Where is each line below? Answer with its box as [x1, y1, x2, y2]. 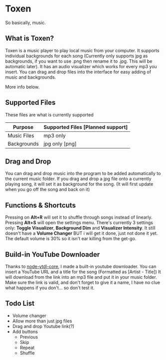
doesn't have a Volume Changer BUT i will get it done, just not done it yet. [5, 230, 158, 236]
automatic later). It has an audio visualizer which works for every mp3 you [5, 63, 157, 69]
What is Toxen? [5, 34, 54, 43]
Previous [19, 334, 38, 340]
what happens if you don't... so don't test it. [5, 285, 95, 291]
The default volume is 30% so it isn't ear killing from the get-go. [5, 236, 137, 242]
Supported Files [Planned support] [43, 123, 128, 130]
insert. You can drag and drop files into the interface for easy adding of [5, 69, 151, 75]
